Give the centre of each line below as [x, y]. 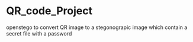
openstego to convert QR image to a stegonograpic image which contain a [97, 27]
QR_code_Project [49, 11]
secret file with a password [39, 33]
